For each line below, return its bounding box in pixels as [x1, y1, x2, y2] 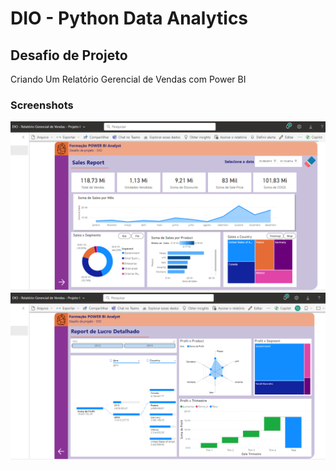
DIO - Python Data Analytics [10, 7, 249, 30]
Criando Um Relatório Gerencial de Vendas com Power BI [10, 73, 247, 85]
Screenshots [10, 98, 74, 112]
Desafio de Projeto [10, 47, 128, 64]
